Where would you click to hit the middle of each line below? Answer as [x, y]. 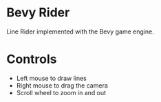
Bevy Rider [38, 13]
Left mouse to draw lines [51, 78]
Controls [32, 59]
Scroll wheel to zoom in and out [61, 92]
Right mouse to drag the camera [62, 85]
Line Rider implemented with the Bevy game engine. [80, 31]
